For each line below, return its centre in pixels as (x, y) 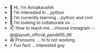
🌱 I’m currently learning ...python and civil (51, 17)
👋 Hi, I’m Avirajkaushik (32, 7)
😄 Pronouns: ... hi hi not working (42, 40)
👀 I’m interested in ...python (37, 12)
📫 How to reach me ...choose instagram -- (52, 28)
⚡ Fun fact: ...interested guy (37, 45)
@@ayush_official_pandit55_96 (41, 35)
